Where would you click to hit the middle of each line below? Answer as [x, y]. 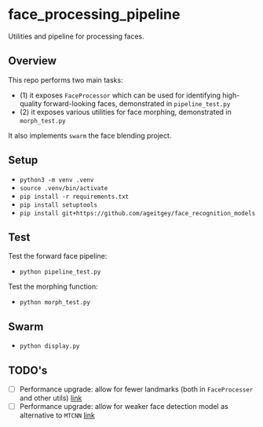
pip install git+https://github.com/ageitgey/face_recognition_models [137, 213]
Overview [33, 61]
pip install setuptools [58, 205]
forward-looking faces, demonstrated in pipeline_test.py [137, 103]
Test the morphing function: [53, 287]
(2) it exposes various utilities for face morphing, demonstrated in [125, 112]
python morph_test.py [55, 303]
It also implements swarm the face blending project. [90, 135]
